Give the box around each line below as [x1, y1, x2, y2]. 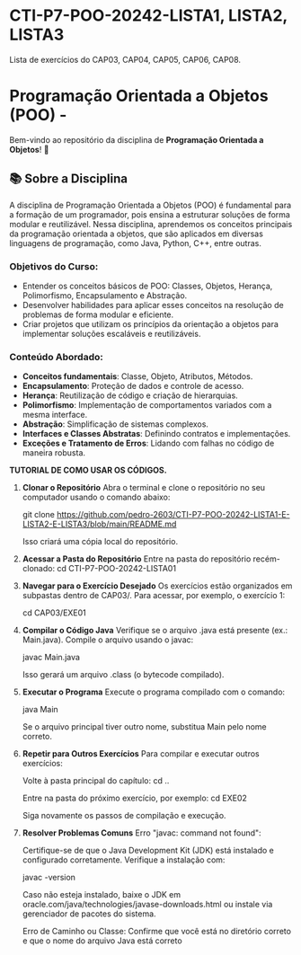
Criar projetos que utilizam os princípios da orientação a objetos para [22, 318, 279, 329]
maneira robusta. [22, 447, 86, 458]
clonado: [22, 563, 56, 574]
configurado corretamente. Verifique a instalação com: [22, 854, 226, 865]
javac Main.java [22, 652, 81, 663]
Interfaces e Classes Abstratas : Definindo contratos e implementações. [22, 429, 291, 439]
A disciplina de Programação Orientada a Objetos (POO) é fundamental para [9, 199, 292, 210]
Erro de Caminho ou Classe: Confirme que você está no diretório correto [22, 926, 292, 937]
